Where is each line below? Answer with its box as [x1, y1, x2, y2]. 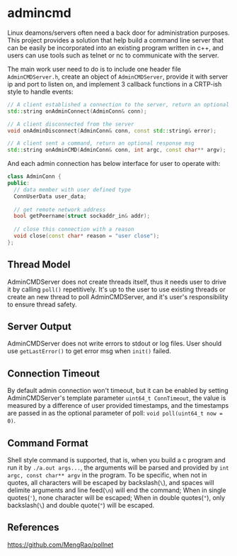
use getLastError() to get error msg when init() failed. [7, 347, 171, 355]
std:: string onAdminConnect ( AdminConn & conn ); [7, 108, 147, 115]
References [7, 521, 59, 533]
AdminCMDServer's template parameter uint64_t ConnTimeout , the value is [7, 394, 226, 402]
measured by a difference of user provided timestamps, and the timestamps [7, 401, 229, 410]
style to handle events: [7, 87, 74, 96]
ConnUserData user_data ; [13, 193, 87, 200]
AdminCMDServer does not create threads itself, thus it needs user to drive [7, 277, 227, 286]
